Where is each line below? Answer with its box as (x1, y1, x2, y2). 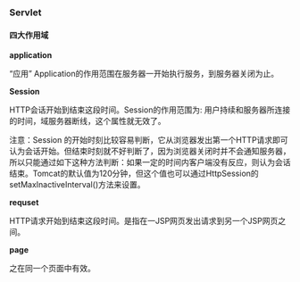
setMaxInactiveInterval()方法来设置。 (9, 179, 146, 190)
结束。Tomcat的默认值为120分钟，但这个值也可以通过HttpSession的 (9, 168, 259, 179)
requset (9, 197, 39, 208)
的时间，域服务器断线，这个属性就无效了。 (9, 116, 166, 127)
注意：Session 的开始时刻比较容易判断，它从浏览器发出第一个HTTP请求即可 (9, 135, 288, 145)
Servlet (9, 6, 42, 19)
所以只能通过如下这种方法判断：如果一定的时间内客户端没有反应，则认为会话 (9, 157, 291, 168)
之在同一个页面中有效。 (9, 263, 96, 274)
